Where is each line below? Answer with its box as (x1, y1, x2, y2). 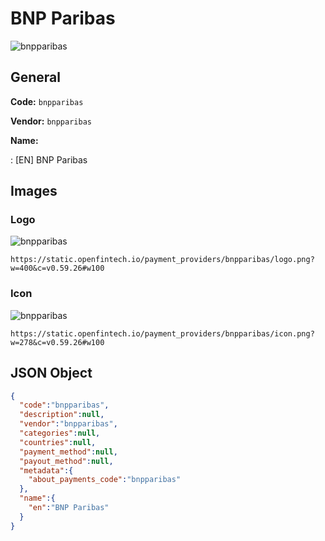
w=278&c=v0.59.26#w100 (10, 337, 105, 347)
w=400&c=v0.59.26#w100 (10, 263, 105, 274)
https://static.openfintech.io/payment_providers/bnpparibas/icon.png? (10, 328, 315, 339)
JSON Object (10, 365, 93, 382)
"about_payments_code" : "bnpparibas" (28, 475, 182, 485)
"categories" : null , (19, 428, 101, 439)
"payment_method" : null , (19, 447, 118, 457)
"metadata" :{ (19, 465, 74, 476)
